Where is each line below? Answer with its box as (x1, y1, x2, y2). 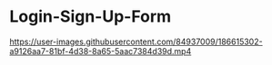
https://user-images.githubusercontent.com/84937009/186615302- (9, 36, 263, 47)
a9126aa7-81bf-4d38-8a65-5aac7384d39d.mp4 (9, 45, 192, 56)
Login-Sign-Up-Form (9, 6, 172, 27)
